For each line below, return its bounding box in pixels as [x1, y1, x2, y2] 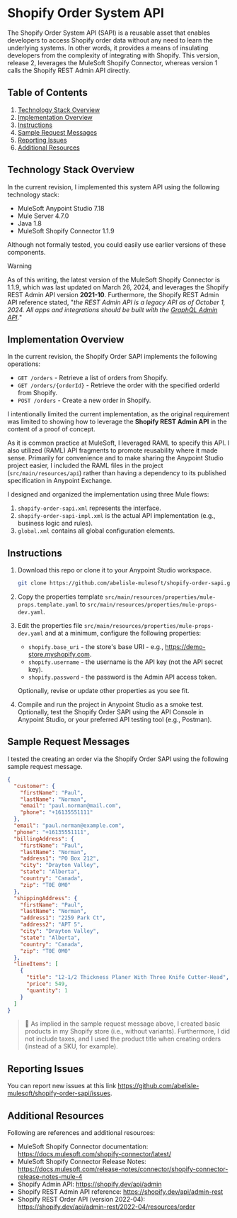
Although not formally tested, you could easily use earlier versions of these [7, 240, 226, 249]
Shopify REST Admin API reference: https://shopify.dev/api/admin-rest [17, 1187, 224, 1196]
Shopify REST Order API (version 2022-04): [17, 1195, 146, 1203]
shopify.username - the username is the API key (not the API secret [28, 658, 224, 666]
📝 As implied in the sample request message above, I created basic [24, 1019, 221, 1028]
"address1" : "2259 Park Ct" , [20, 914, 106, 921]
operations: [7, 360, 41, 368]
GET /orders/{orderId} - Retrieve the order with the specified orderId [17, 381, 221, 389]
